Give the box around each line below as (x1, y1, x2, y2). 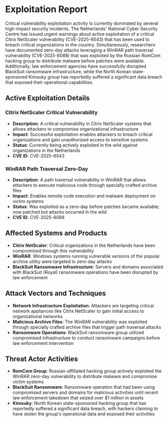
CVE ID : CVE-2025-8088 (12, 214, 65, 220)
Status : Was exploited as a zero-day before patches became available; (12, 203, 160, 209)
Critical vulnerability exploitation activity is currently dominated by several (5, 20, 158, 26)
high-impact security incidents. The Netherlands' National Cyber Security (5, 25, 158, 31)
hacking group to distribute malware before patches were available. (5, 58, 145, 64)
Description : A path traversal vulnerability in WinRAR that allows (12, 177, 146, 183)
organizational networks (12, 313, 63, 319)
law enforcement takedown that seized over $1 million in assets (12, 395, 144, 401)
